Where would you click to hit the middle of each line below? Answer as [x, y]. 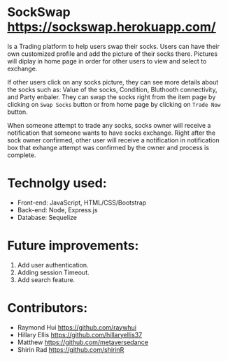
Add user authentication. [53, 265]
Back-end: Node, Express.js [57, 209]
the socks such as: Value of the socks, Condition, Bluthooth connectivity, [112, 89]
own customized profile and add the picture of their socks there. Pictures [113, 54]
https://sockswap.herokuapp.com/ [112, 27]
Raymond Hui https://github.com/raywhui [77, 327]
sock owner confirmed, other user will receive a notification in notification [114, 140]
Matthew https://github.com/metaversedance [83, 342]
